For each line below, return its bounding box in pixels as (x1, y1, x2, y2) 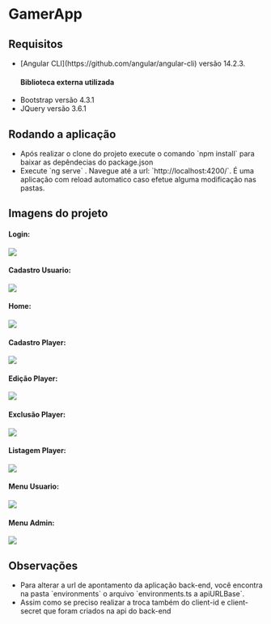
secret (19, 606, 42, 616)
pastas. (19, 183, 45, 193)
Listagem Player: (8, 446, 66, 455)
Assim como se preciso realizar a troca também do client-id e (19, 597, 226, 608)
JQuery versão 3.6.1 (19, 104, 87, 113)
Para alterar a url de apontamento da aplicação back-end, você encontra (19, 580, 263, 590)
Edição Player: (8, 374, 58, 383)
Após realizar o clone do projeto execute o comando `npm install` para (19, 149, 255, 159)
